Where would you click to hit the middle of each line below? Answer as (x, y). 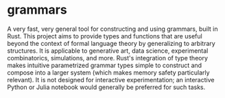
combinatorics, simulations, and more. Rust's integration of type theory (107, 58)
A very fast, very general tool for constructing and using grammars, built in (113, 29)
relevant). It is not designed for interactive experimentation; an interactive (111, 79)
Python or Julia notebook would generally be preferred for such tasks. (106, 87)
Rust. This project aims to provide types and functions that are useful (105, 36)
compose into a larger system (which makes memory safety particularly (109, 72)
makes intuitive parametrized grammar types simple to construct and (105, 65)
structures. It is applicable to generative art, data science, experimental (108, 51)
